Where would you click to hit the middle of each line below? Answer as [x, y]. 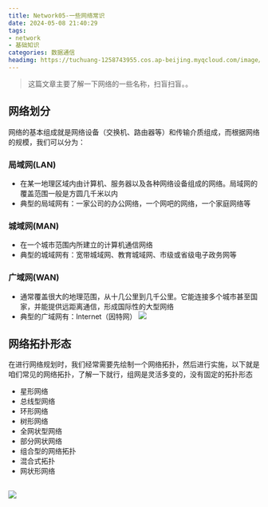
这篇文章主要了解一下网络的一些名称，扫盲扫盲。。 [110, 84]
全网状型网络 [41, 431]
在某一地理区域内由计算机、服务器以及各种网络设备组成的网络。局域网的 [138, 183]
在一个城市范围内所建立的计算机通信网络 [86, 245]
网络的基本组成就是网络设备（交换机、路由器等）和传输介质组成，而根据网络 [134, 132]
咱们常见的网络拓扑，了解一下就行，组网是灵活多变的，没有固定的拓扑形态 [130, 375]
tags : [17, 30]
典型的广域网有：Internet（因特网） [78, 316]
